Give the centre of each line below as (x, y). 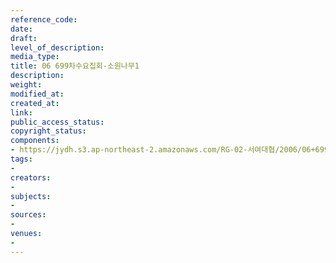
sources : (28, 215)
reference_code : (44, 19)
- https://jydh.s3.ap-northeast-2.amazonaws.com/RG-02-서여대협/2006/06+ (163, 150)
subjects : (31, 196)
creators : (31, 177)
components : (35, 141)
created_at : (35, 103)
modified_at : (37, 94)
